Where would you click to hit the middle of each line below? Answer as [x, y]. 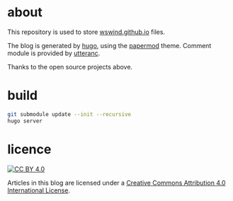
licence [29, 149]
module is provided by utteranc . [54, 53]
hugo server [25, 121]
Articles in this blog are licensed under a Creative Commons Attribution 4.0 [116, 183]
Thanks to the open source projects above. [70, 67]
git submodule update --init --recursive [69, 114]
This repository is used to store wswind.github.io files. [86, 32]
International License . [39, 190]
